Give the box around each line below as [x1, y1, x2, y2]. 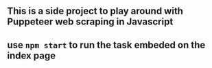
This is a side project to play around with [7, 5, 184, 17]
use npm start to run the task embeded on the [7, 39, 206, 50]
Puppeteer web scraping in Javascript [7, 16, 174, 28]
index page [7, 50, 56, 61]
